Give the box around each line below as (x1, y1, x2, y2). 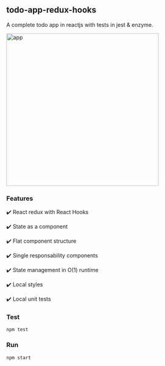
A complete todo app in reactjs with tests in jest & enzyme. (6, 21, 153, 28)
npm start (6, 354, 32, 361)
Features (6, 194, 33, 203)
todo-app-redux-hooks (6, 5, 96, 15)
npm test (6, 326, 29, 333)
